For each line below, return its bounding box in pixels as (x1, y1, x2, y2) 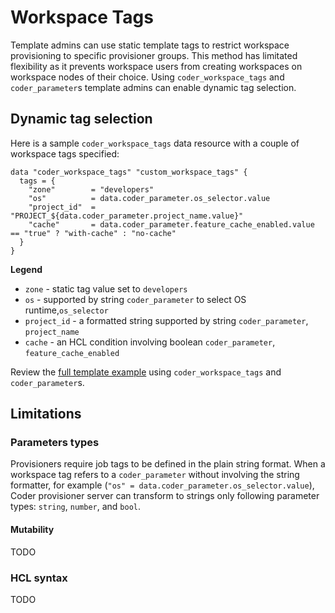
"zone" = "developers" (28, 184, 155, 195)
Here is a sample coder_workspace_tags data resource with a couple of (10, 137, 300, 149)
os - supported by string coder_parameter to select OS (24, 293, 247, 305)
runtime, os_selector (24, 304, 109, 316)
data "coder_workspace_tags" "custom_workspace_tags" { (10, 167, 248, 177)
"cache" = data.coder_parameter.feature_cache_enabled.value (28, 219, 315, 230)
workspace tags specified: (10, 147, 120, 160)
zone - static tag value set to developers (24, 282, 188, 295)
